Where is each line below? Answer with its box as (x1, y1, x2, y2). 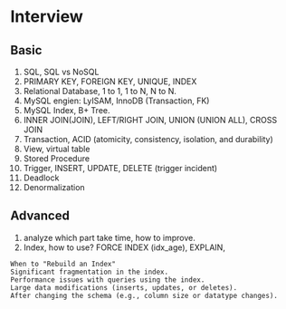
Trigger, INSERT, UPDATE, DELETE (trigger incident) (23, 163, 218, 173)
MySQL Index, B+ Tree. (23, 105, 110, 115)
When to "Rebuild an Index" (10, 259, 117, 268)
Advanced (10, 208, 71, 224)
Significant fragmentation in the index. (10, 267, 169, 276)
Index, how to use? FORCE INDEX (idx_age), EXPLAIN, (23, 242, 225, 253)
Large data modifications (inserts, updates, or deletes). (10, 283, 238, 292)
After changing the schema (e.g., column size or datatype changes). (10, 291, 279, 300)
